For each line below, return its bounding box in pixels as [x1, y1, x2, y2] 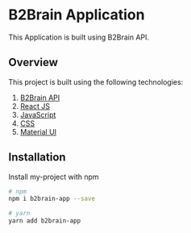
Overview [8, 56, 59, 69]
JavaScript [19, 110, 56, 119]
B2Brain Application [8, 6, 145, 24]
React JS [19, 101, 51, 110]
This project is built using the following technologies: [8, 77, 184, 86]
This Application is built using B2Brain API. [8, 32, 150, 42]
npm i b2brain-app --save [8, 195, 95, 203]
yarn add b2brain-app [8, 217, 81, 225]
